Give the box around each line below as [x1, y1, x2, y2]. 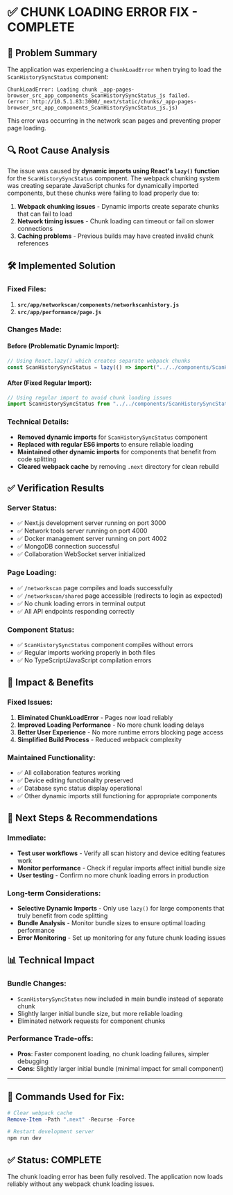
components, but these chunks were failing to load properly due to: [7, 189, 200, 197]
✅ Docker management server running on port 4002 [17, 535, 168, 543]
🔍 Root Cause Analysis [7, 145, 110, 157]
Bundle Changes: [7, 979, 67, 988]
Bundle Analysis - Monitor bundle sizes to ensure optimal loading [17, 918, 206, 927]
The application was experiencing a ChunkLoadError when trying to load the [7, 65, 222, 74]
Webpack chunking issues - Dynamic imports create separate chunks [17, 202, 220, 210]
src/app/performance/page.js [17, 309, 102, 316]
